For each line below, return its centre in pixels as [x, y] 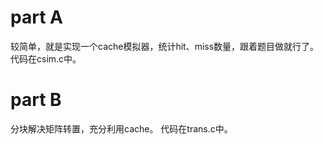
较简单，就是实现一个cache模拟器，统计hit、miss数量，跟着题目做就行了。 [165, 46]
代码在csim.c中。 [46, 58]
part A [36, 17]
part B [36, 100]
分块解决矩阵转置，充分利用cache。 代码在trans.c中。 [121, 128]
